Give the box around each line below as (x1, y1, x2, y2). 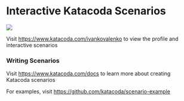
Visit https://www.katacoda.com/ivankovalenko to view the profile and (6, 35, 179, 42)
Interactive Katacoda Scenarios (6, 4, 166, 18)
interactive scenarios (6, 41, 58, 48)
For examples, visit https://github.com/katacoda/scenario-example (6, 88, 170, 95)
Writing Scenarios (6, 56, 60, 65)
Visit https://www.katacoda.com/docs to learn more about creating (6, 70, 171, 77)
